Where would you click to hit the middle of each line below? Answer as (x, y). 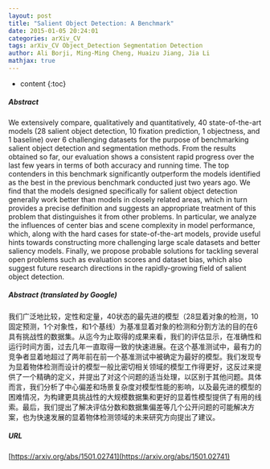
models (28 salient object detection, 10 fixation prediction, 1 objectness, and (134, 131)
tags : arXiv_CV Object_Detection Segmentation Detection (106, 46)
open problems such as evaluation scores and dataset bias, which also (125, 259)
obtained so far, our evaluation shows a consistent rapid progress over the (131, 156)
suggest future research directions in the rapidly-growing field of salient (127, 268)
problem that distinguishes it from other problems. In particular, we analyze (133, 216)
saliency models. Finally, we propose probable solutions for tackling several (133, 251)
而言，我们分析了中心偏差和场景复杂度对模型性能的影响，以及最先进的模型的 (135, 387)
